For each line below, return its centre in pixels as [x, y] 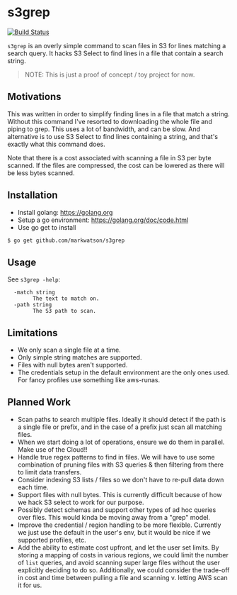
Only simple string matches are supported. [80, 357]
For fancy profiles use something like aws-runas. [89, 380]
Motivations [34, 97]
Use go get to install [47, 227]
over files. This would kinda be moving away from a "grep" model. [114, 517]
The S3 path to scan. [65, 311]
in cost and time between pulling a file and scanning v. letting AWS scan [122, 577]
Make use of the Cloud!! [52, 449]
